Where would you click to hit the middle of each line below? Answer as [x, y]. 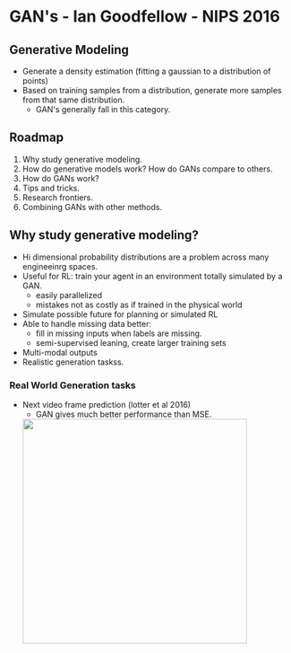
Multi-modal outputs [60, 352]
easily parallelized [69, 295]
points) [35, 81]
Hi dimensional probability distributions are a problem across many [145, 257]
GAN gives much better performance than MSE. [124, 414]
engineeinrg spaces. [60, 266]
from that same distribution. [73, 100]
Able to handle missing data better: [87, 323]
